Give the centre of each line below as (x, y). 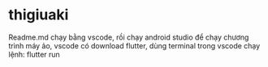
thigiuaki (39, 15)
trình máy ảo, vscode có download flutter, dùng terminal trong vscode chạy (134, 45)
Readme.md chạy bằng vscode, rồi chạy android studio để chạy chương (129, 37)
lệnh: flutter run (35, 54)
